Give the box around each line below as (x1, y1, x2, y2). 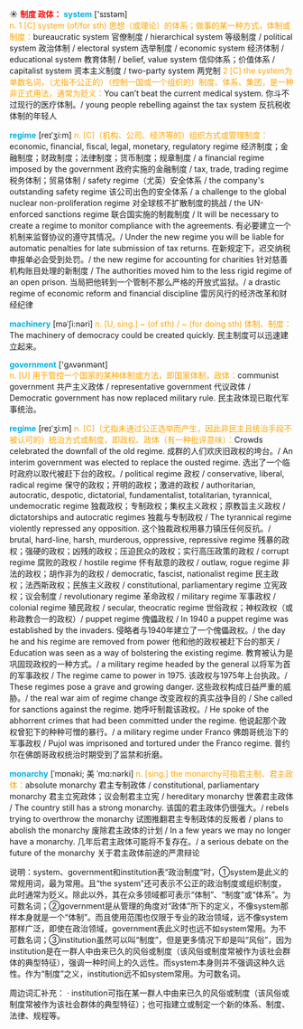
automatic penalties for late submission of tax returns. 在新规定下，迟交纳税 (9, 243, 291, 253)
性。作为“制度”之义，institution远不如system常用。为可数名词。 (9, 968, 246, 979)
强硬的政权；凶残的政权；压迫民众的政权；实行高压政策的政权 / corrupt (24, 546, 289, 556)
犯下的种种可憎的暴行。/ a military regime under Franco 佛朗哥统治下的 (24, 727, 289, 737)
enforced (9, 209, 43, 220)
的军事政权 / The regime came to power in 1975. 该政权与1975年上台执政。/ (9, 670, 288, 681)
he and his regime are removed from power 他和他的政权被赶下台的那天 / (9, 637, 280, 647)
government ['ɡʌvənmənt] (9, 359, 108, 370)
